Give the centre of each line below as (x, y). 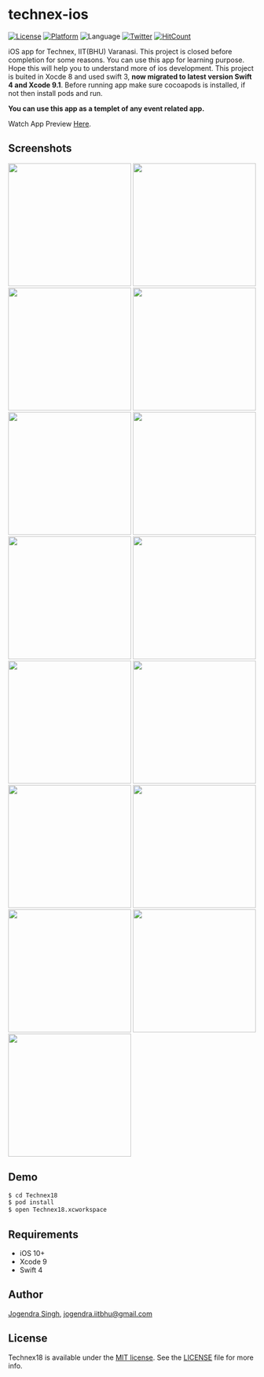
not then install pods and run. (56, 93)
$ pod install (31, 1202)
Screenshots (40, 148)
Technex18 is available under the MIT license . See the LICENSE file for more (131, 1357)
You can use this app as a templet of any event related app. (106, 109)
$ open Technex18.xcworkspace (58, 1210)
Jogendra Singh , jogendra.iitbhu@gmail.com (81, 1313)
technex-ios (48, 15)
